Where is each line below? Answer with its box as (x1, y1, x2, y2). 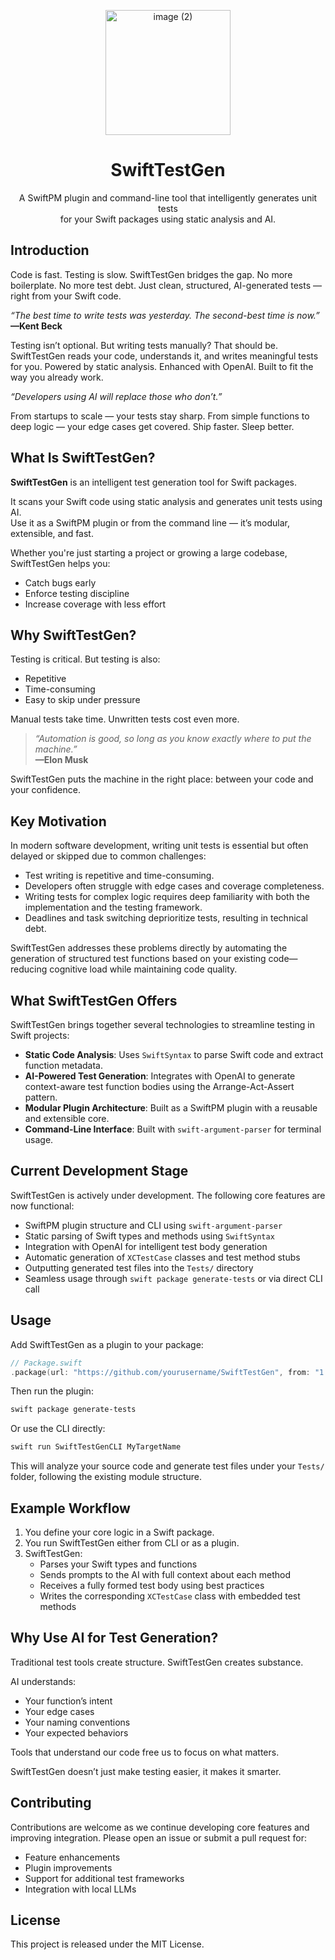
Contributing (10, 1795, 92, 1812)
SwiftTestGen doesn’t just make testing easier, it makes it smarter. (10, 1765, 282, 1777)
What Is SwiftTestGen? (10, 450, 156, 467)
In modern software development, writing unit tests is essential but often (10, 840, 309, 852)
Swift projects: (10, 1030, 70, 1041)
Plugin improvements (24, 1861, 113, 1874)
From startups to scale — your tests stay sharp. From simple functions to (10, 410, 310, 422)
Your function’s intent (24, 1695, 113, 1707)
